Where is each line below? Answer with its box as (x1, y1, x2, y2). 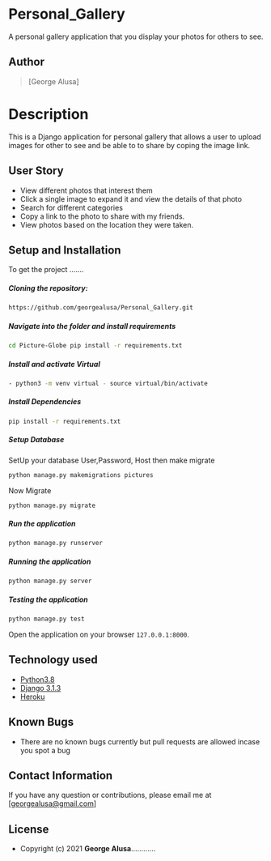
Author (8, 55, 44, 69)
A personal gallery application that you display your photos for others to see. (8, 32, 264, 41)
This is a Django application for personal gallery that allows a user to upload (8, 131, 261, 142)
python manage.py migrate (8, 501, 95, 509)
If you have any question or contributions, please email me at (8, 791, 212, 800)
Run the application (8, 519, 76, 528)
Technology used (8, 653, 99, 667)
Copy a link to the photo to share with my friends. (19, 211, 185, 221)
